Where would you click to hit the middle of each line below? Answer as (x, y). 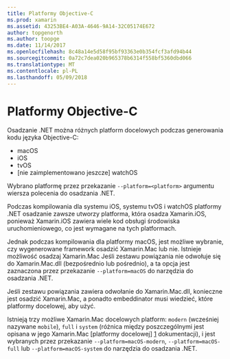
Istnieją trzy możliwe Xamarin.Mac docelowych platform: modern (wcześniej (113, 319)
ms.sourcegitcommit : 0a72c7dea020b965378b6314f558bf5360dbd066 (100, 58)
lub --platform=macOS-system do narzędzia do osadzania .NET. (109, 349)
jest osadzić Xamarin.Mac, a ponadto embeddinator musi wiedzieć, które (110, 299)
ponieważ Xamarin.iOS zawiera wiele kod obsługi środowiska (94, 221)
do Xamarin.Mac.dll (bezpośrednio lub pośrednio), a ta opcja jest (99, 264)
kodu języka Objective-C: (43, 137)
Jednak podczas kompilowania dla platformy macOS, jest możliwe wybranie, (115, 242)
